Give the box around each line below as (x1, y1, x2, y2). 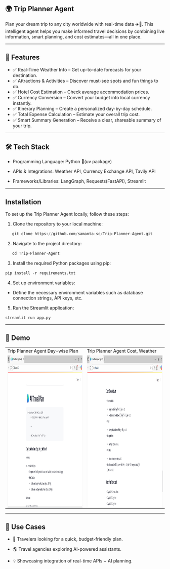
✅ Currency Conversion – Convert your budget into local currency (12, 94, 150, 100)
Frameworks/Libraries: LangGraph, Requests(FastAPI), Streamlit (12, 178, 146, 184)
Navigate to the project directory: (12, 241, 82, 247)
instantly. (12, 100, 32, 106)
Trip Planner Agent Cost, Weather (87, 348, 157, 354)
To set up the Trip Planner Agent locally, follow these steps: (5, 211, 129, 217)
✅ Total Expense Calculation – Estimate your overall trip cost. (12, 111, 140, 117)
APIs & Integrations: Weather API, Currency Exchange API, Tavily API (12, 168, 156, 174)
